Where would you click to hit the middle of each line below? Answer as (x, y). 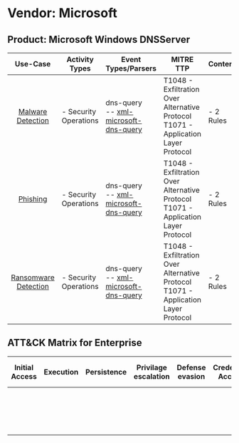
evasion (191, 376)
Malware (33, 112)
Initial (24, 367)
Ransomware (33, 277)
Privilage (152, 367)
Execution (61, 372)
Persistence (106, 372)
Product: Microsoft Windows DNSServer (99, 40)
